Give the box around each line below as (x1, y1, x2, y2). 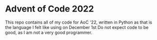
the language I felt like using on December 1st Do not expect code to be (5, 24, 149, 30)
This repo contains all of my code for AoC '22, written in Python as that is (5, 19, 153, 25)
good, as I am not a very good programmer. (5, 29, 93, 35)
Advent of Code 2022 (5, 3, 94, 14)
